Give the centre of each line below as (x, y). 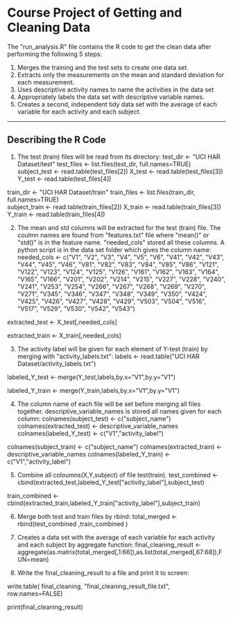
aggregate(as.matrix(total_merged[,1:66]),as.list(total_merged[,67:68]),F (120, 551)
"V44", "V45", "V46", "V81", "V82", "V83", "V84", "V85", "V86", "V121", (118, 264)
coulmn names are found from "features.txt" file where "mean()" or (113, 235)
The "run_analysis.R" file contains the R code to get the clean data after (109, 46)
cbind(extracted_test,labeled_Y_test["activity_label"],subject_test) (111, 482)
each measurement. (46, 82)
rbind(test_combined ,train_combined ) (72, 524)
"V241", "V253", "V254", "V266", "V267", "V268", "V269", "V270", (112, 286)
